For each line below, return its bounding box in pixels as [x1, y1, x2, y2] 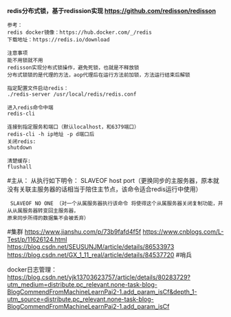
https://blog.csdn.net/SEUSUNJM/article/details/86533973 [7, 243, 175, 250]
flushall [7, 164, 32, 171]
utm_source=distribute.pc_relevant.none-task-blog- [7, 295, 155, 303]
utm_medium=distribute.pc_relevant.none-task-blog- [7, 281, 158, 288]
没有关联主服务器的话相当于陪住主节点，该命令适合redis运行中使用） [7, 185, 202, 193]
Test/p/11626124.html [7, 235, 67, 243]
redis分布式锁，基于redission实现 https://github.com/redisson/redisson [7, 7, 217, 14]
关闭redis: [7, 138, 36, 145]
